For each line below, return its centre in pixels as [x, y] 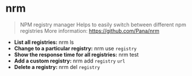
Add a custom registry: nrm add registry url [69, 61]
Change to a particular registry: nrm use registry [75, 48]
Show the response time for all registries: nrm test [76, 54]
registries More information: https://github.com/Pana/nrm [90, 30]
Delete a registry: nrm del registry [57, 67]
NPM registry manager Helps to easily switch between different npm [103, 25]
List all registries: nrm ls [44, 42]
